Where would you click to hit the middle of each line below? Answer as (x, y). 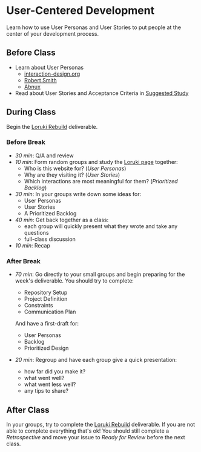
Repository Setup (46, 293)
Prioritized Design (46, 348)
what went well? (44, 378)
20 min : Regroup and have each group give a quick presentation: (96, 360)
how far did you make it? (55, 372)
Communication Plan (50, 312)
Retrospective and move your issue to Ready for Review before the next (96, 437)
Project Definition (46, 299)
